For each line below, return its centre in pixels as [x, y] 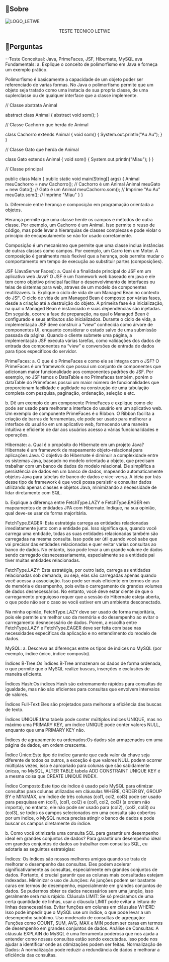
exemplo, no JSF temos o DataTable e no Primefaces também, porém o [79, 377]
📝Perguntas [24, 47]
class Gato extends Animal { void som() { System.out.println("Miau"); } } [80, 159]
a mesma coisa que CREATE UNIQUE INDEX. [52, 776]
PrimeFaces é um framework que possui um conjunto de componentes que [83, 366]
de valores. [17, 694]
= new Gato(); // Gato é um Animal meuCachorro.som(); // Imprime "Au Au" [83, 189]
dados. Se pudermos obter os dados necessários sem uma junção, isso [79, 891]
